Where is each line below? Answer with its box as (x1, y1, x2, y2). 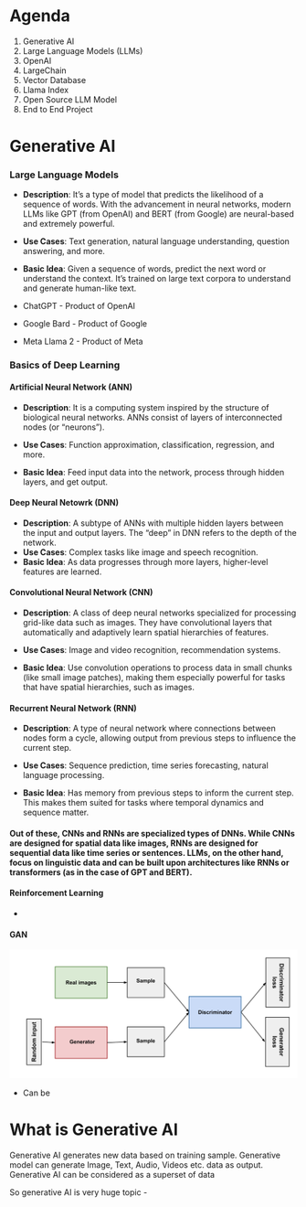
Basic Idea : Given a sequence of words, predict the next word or (22, 263, 267, 274)
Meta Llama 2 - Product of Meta (22, 336, 143, 347)
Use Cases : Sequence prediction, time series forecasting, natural (22, 760, 269, 771)
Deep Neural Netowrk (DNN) (9, 497, 120, 508)
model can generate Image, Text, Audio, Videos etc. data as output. (9, 1159, 263, 1170)
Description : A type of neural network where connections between (22, 723, 276, 734)
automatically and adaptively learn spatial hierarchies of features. (22, 626, 269, 637)
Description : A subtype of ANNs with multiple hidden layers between (22, 518, 284, 529)
